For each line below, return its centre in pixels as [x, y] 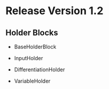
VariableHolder [32, 81]
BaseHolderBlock [35, 47]
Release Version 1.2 [54, 11]
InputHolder [29, 58]
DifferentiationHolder [39, 70]
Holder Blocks [32, 33]
